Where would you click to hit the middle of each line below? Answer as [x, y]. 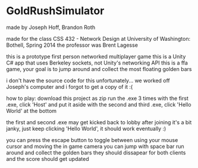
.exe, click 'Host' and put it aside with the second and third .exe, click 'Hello [99, 104]
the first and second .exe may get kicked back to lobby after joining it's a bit [99, 122]
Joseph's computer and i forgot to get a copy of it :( [70, 86]
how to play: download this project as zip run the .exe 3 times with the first [97, 98]
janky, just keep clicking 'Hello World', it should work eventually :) [86, 128]
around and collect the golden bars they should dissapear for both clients [96, 153]
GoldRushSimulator [55, 11]
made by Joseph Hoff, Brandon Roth [51, 27]
